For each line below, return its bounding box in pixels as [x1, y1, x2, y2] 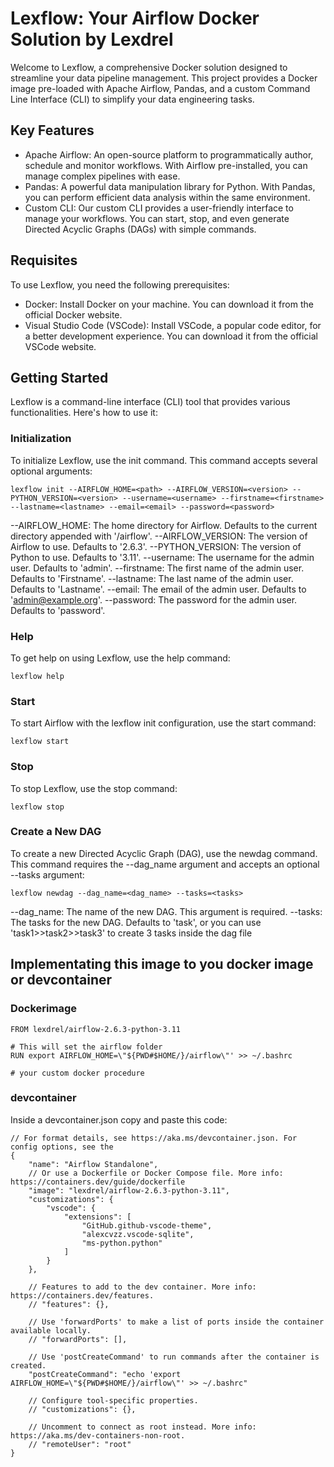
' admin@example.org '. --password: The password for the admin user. [10, 593, 298, 606]
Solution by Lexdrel [10, 28, 174, 51]
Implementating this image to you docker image [10, 956, 314, 973]
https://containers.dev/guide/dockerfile [10, 1177, 186, 1187]
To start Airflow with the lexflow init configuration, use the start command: [10, 717, 317, 729]
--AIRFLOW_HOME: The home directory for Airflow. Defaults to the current [10, 519, 318, 531]
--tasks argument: [10, 868, 85, 881]
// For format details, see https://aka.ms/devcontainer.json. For [10, 1133, 298, 1143]
